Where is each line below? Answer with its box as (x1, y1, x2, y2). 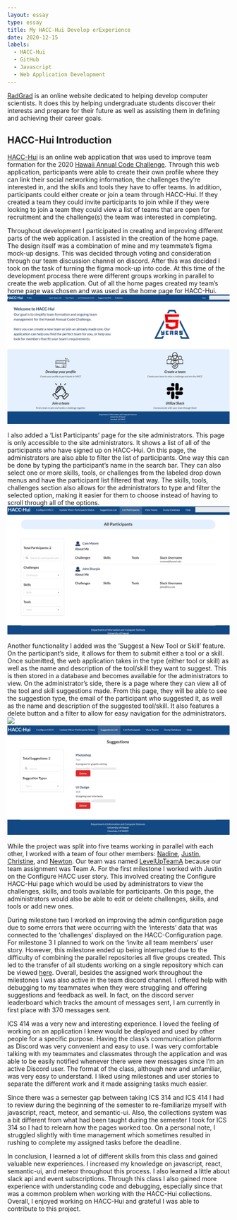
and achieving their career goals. (7, 114, 104, 122)
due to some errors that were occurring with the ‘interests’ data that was (7, 923, 218, 932)
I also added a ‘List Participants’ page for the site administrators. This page (7, 431, 225, 439)
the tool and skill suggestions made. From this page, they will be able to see (7, 687, 228, 695)
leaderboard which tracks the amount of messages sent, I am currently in (7, 998, 221, 1007)
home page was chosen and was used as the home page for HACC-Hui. (7, 287, 217, 295)
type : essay (7, 18, 42, 26)
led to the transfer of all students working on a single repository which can (7, 961, 224, 969)
